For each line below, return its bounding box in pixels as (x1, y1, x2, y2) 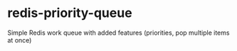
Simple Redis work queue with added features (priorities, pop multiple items (7, 28, 230, 37)
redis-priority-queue (7, 5, 133, 21)
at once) (7, 35, 32, 44)
